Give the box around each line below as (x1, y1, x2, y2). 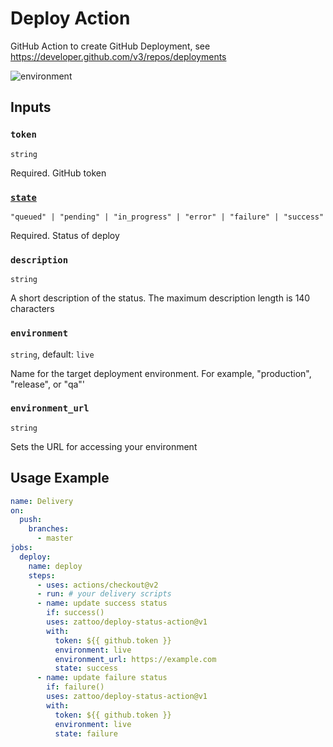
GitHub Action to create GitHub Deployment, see (10, 40, 211, 52)
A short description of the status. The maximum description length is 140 (10, 292, 311, 304)
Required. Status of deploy (10, 229, 120, 241)
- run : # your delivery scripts (36, 589, 172, 599)
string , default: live (10, 348, 95, 360)
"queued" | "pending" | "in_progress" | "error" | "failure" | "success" (10, 212, 325, 222)
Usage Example (10, 470, 110, 487)
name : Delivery (10, 496, 74, 506)
